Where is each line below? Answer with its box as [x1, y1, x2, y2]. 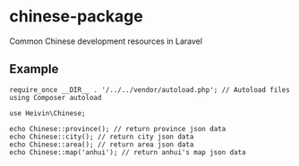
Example [9, 62, 59, 77]
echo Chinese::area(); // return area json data [9, 140, 194, 149]
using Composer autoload [9, 93, 102, 102]
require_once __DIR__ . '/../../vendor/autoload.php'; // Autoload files [9, 85, 291, 95]
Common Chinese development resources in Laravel [9, 36, 203, 46]
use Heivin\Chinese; [9, 109, 87, 118]
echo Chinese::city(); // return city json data [9, 132, 194, 141]
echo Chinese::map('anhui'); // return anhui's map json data [9, 147, 246, 157]
